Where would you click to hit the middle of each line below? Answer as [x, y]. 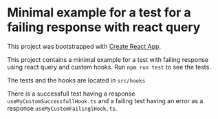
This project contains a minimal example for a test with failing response [108, 59]
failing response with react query [104, 27]
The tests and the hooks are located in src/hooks [76, 80]
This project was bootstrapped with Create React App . [84, 46]
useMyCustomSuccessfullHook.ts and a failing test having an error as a [105, 100]
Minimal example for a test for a [99, 13]
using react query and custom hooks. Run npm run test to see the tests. [109, 67]
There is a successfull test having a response [71, 94]
